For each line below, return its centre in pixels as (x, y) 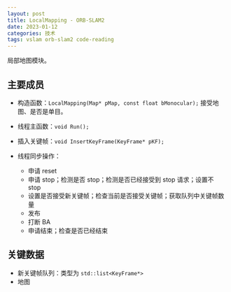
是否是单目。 (48, 111)
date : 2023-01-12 (33, 27)
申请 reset (42, 170)
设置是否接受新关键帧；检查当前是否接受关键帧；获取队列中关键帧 (123, 196)
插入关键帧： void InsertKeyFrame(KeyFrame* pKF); (91, 141)
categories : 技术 (31, 33)
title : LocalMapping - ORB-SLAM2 (56, 20)
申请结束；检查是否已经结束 (68, 231)
